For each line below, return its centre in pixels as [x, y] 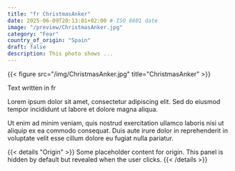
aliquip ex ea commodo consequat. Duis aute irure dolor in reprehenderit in [118, 130]
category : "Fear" [33, 34]
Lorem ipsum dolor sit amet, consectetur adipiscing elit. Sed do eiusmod [114, 101]
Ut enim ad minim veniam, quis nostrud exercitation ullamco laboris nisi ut [116, 123]
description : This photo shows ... [60, 54]
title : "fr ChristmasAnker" [49, 14]
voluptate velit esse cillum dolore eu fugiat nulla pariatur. [90, 138]
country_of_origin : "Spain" [49, 41]
